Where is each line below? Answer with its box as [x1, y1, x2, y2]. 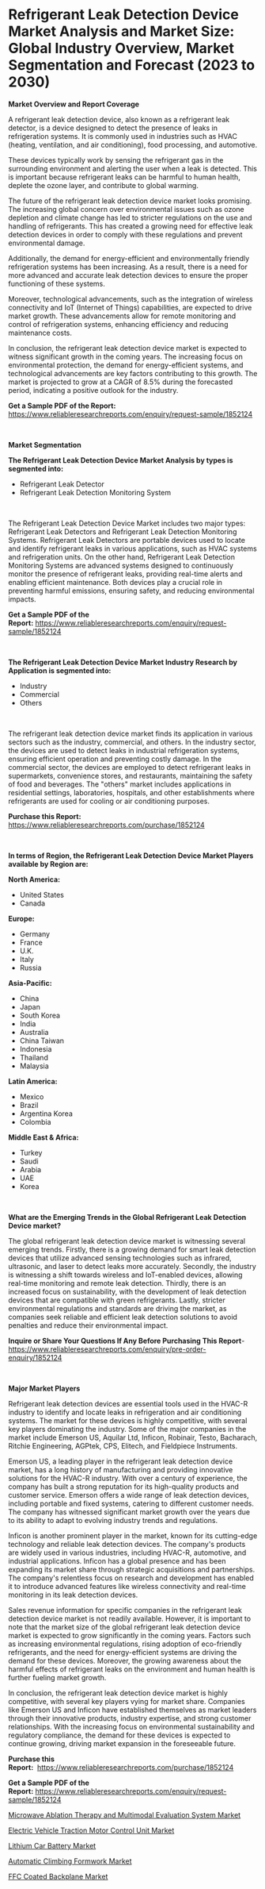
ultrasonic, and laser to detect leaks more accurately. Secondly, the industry [8, 1261, 257, 1271]
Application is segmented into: [8, 665, 112, 675]
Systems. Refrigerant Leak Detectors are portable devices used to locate [8, 535, 245, 544]
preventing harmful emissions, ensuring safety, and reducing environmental [8, 586, 255, 595]
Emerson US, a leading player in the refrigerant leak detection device [8, 1456, 233, 1466]
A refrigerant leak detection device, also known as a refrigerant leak [8, 114, 230, 124]
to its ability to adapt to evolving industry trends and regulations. [8, 1515, 218, 1525]
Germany [19, 929, 50, 938]
